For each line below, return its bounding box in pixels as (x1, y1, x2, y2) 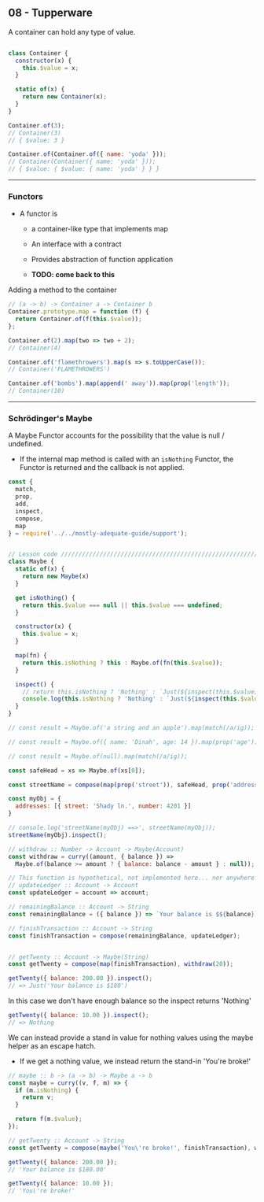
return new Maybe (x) (22, 572, 90, 581)
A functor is (19, 209, 57, 219)
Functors (8, 190, 43, 202)
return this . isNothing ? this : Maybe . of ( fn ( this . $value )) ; (22, 659, 223, 667)
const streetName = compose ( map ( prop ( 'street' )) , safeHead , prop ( (8, 781, 230, 789)
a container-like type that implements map (31, 224, 169, 234)
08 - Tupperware (8, 6, 93, 20)
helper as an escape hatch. (8, 1041, 97, 1050)
